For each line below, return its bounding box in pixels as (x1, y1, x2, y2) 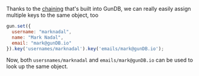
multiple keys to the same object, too (6, 11, 99, 19)
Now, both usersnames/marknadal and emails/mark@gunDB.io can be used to (6, 57, 193, 64)
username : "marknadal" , (12, 28, 72, 35)
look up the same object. (6, 63, 69, 70)
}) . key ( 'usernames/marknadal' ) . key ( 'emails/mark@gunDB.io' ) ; (6, 45, 164, 52)
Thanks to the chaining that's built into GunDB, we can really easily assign (6, 5, 191, 12)
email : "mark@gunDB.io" (12, 40, 72, 46)
